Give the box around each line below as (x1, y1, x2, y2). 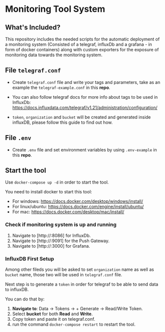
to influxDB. (5, 287, 29, 293)
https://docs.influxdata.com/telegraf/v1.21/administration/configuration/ (12, 105, 158, 111)
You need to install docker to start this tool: (5, 189, 92, 195)
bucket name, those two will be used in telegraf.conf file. (5, 272, 122, 278)
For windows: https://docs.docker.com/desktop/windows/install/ (12, 198, 143, 204)
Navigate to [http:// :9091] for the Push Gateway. (12, 238, 110, 244)
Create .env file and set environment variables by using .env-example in (12, 147, 157, 152)
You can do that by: (5, 296, 45, 302)
